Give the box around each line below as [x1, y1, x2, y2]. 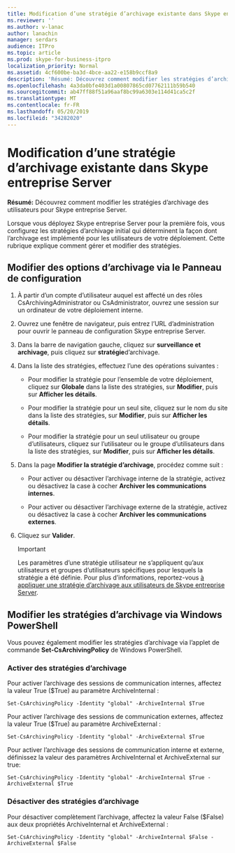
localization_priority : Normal [7, 62, 99, 69]
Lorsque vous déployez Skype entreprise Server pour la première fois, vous [7, 219, 225, 227]
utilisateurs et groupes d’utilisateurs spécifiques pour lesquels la [17, 566, 203, 575]
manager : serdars [7, 36, 58, 43]
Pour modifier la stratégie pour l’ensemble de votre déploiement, [27, 375, 214, 384]
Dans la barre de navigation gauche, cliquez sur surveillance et [17, 341, 201, 349]
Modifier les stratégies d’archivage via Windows [7, 608, 222, 621]
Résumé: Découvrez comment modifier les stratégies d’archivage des [7, 198, 209, 206]
